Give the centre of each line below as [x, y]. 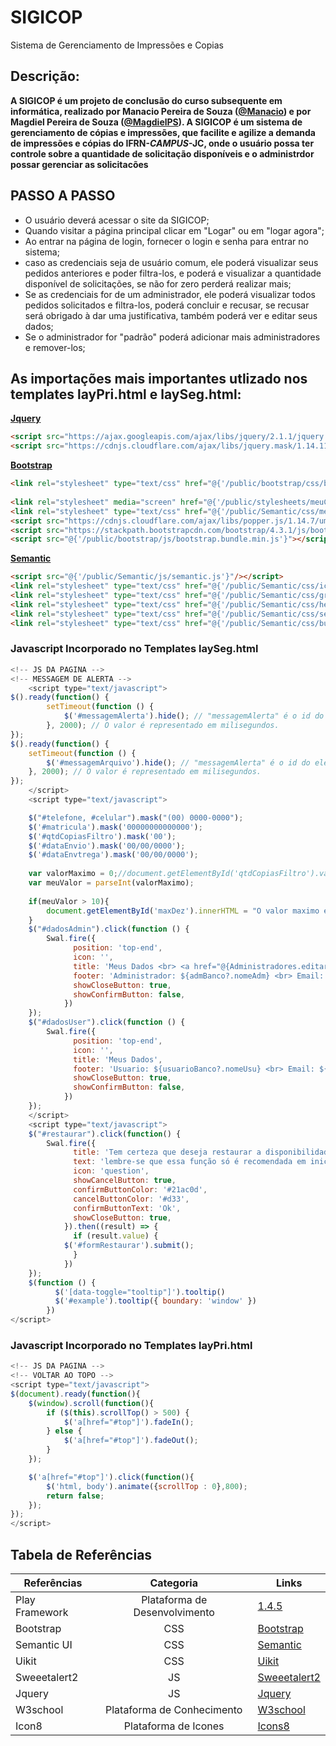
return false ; [75, 1496]
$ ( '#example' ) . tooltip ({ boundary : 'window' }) [155, 1301]
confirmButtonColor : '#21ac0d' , [140, 1189]
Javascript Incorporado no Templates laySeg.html [134, 649]
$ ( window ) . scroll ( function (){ [91, 1403]
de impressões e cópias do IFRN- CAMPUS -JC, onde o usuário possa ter [162, 143]
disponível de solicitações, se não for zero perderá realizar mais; [158, 283]
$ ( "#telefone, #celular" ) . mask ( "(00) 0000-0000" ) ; [136, 817]
